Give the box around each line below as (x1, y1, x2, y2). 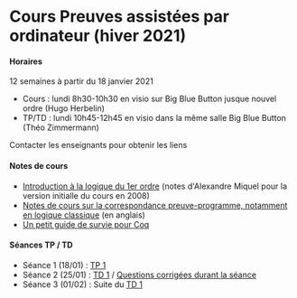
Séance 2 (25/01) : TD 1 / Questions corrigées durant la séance (22, 269, 257, 280)
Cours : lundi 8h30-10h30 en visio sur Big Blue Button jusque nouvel (22, 93, 277, 105)
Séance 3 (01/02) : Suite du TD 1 (22, 278, 143, 290)
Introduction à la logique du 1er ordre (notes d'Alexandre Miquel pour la (22, 181, 287, 191)
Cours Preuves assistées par (9, 6, 230, 27)
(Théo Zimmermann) (22, 122, 99, 133)
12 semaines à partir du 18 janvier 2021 (9, 76, 153, 87)
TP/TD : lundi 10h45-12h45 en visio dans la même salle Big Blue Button (22, 113, 287, 124)
